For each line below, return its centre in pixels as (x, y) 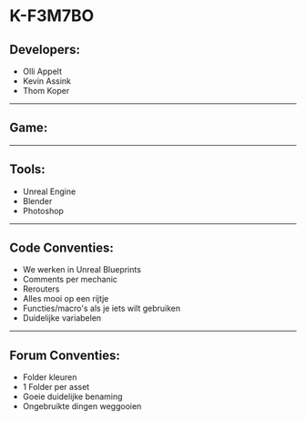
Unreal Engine (49, 191)
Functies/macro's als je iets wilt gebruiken (101, 308)
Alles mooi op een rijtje (66, 299)
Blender (37, 200)
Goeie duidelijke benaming (72, 396)
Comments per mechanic (70, 280)
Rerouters (41, 289)
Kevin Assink (46, 81)
